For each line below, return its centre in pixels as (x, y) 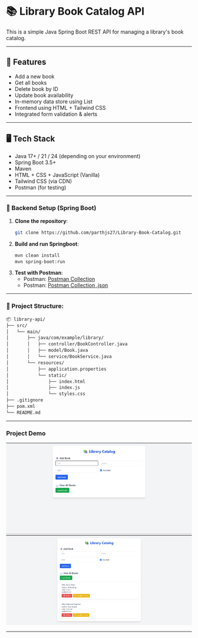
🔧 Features (26, 62)
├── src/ (17, 325)
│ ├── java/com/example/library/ (55, 338)
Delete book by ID (37, 89)
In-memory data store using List (54, 102)
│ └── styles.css (46, 394)
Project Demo (26, 433)
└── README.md (24, 413)
